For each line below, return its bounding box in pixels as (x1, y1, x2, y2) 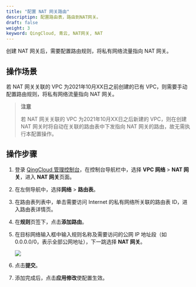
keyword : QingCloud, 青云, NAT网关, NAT (6, 31, 103, 37)
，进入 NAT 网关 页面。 (19, 173, 75, 180)
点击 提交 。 (14, 262, 41, 269)
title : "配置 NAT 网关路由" (6, 8, 69, 15)
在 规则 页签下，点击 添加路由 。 (14, 218, 87, 225)
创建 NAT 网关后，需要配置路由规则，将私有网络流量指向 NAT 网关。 (6, 48, 172, 55)
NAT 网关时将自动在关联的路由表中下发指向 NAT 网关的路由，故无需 (20, 123, 185, 130)
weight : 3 (6, 25, 31, 31)
